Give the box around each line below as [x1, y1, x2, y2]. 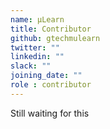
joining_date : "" [10, 71, 83, 81]
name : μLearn [10, 14, 65, 25]
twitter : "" [10, 42, 60, 53]
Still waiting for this [10, 107, 90, 119]
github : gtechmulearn [10, 33, 101, 43]
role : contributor [10, 80, 92, 90]
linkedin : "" [10, 52, 65, 62]
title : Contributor [10, 24, 92, 34]
